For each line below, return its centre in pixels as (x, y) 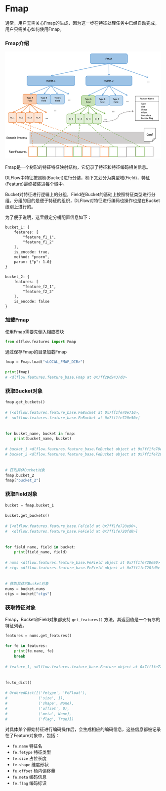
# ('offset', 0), (37, 708)
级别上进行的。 (20, 207)
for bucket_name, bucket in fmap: (41, 434)
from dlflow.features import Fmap (41, 342)
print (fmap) (17, 372)
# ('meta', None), (38, 714)
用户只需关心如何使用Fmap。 (35, 29)
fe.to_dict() (19, 683)
